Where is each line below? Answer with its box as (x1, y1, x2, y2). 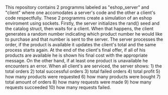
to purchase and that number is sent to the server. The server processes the (5, 36, 163, 42)
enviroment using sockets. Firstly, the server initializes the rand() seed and (5, 20, 160, 26)
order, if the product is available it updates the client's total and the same (5, 42, 156, 47)
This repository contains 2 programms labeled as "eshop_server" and (5, 5, 149, 10)
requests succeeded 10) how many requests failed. (5, 84, 111, 90)
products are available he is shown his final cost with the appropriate (5, 52, 148, 58)
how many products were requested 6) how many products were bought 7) (5, 74, 161, 79)
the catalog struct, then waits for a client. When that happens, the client (5, 26, 153, 32)
